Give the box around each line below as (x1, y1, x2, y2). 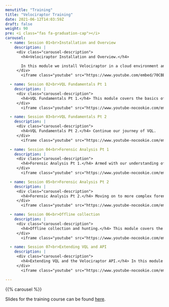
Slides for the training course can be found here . (5, 296, 106, 302)
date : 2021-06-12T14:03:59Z (5, 17, 64, 22)
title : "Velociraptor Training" (5, 12, 73, 17)
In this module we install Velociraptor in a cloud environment (21, 64, 158, 69)
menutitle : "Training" (5, 7, 53, 13)
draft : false (5, 21, 33, 27)
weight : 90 (5, 26, 28, 31)
